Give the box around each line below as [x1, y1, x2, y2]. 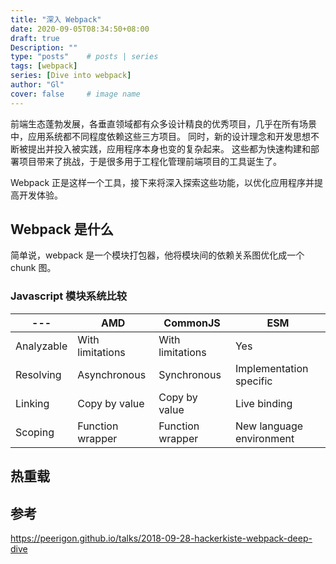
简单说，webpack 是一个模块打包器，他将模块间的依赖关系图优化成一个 [10, 249, 305, 261]
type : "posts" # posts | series [10, 52, 159, 62]
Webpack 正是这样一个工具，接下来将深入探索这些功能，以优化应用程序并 [10, 176, 315, 188]
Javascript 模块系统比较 [10, 289, 128, 303]
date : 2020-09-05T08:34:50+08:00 [10, 24, 150, 34]
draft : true [10, 33, 60, 43]
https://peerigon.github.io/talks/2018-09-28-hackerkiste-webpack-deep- [10, 532, 313, 544]
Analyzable [15, 339, 68, 353]
